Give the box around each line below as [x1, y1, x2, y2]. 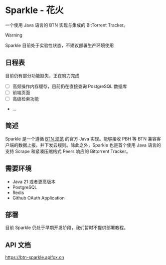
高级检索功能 [12, 95, 39, 101]
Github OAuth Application [12, 194, 65, 200]
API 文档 [5, 240, 31, 249]
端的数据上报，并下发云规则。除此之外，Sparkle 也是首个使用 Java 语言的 [9, 142, 161, 148]
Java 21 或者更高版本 [12, 178, 56, 184]
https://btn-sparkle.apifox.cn [5, 254, 64, 260]
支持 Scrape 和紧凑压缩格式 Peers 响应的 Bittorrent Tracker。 [5, 148, 131, 154]
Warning [5, 32, 22, 38]
